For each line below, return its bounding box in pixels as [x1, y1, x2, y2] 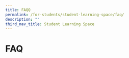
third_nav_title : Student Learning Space [5, 21, 95, 27]
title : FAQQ [5, 7, 31, 13]
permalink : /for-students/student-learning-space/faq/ [5, 12, 124, 17]
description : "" [5, 17, 40, 22]
